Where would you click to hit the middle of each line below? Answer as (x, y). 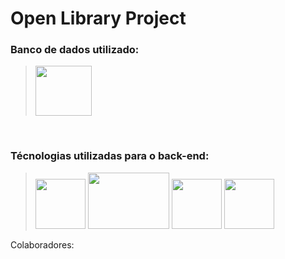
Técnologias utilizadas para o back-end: (110, 156)
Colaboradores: (42, 244)
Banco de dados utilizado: (75, 50)
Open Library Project (98, 18)
